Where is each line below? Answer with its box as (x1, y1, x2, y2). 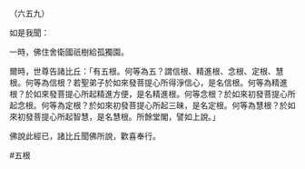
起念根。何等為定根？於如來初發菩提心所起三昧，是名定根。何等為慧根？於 (9, 100, 288, 111)
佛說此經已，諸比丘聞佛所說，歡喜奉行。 (9, 131, 161, 141)
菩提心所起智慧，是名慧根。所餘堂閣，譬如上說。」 (33, 112, 221, 122)
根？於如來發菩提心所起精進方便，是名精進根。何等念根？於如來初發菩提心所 (9, 89, 296, 99)
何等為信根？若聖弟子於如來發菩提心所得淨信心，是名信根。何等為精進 (25, 77, 288, 88)
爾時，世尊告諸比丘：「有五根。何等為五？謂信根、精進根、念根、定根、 (9, 66, 276, 76)
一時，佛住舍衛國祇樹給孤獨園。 (9, 46, 129, 57)
